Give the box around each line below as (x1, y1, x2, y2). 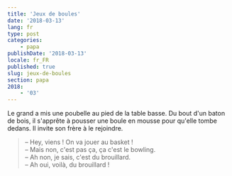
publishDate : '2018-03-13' (7, 50, 87, 57)
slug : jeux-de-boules (7, 70, 72, 77)
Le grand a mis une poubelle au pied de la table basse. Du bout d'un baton (7, 109, 226, 118)
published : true (7, 63, 55, 70)
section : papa (7, 76, 50, 84)
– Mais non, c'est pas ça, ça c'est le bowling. (24, 145, 156, 154)
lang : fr (7, 23, 33, 31)
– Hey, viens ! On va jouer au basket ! (24, 138, 133, 146)
